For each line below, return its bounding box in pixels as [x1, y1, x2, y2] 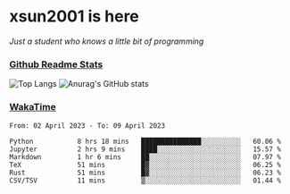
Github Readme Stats [9, 58, 104, 71]
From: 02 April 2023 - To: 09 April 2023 [9, 121, 166, 131]
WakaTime [9, 101, 56, 114]
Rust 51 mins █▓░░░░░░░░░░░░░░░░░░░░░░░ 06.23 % [9, 168, 281, 177]
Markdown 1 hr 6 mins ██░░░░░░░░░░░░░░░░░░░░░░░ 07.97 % [9, 152, 281, 162]
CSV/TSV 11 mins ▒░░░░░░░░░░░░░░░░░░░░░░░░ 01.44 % [9, 176, 281, 185]
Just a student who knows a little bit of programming [9, 36, 204, 46]
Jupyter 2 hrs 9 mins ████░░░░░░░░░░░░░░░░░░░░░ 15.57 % [9, 145, 281, 154]
